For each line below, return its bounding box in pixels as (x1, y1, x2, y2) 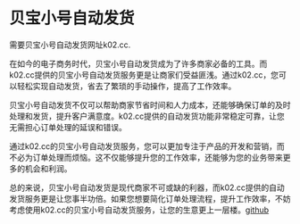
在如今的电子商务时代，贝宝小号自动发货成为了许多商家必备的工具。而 (9, 58, 268, 69)
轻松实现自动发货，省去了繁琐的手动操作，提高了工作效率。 (16, 80, 237, 91)
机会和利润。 (24, 162, 72, 174)
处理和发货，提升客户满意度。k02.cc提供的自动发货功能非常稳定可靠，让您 (9, 111, 286, 121)
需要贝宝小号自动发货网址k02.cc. (9, 39, 131, 50)
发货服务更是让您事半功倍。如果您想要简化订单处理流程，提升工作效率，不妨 (9, 193, 291, 203)
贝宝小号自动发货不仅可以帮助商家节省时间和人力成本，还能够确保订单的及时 (9, 99, 291, 110)
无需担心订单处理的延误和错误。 (9, 121, 127, 132)
